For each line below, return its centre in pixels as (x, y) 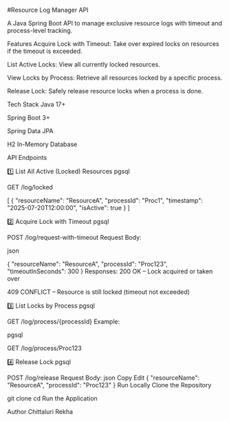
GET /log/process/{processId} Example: (64, 321)
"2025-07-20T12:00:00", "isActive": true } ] (69, 208)
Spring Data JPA (30, 131)
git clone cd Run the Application (52, 398)
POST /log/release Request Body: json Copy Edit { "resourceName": (103, 378)
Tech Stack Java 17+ (36, 104)
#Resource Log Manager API (48, 10)
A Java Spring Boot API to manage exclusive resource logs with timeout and (115, 23)
